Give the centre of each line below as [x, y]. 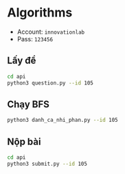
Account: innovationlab [51, 32]
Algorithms [40, 13]
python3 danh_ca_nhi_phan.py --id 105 [62, 120]
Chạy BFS [29, 104]
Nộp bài [24, 141]
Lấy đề [22, 61]
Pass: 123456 [35, 39]
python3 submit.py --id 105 [47, 164]
